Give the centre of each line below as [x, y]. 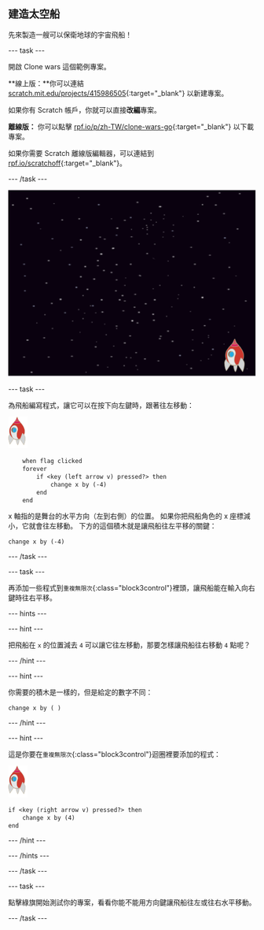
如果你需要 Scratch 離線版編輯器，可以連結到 [81, 153]
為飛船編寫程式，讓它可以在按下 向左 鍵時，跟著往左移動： [101, 406]
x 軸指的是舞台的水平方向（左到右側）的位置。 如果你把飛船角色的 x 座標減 [130, 516]
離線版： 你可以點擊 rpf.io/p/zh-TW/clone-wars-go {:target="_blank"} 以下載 [131, 126]
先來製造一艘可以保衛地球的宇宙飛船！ [70, 35]
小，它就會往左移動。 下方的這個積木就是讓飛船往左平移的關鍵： [112, 526]
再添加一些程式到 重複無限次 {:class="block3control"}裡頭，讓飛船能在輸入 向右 [132, 588]
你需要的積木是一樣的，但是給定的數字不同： [81, 692]
